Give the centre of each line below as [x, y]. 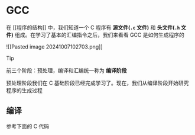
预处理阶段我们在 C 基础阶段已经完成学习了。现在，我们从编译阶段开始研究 [97, 83]
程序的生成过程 [24, 90]
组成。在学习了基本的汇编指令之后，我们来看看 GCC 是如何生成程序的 [99, 35]
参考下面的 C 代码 [28, 126]
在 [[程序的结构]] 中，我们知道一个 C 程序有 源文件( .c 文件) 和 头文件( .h [93, 27]
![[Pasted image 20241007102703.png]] [54, 46]
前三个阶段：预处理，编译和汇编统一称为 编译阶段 [66, 70]
